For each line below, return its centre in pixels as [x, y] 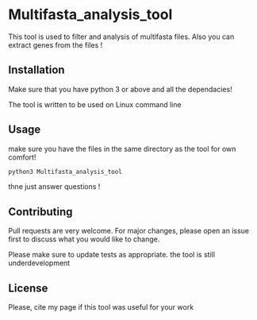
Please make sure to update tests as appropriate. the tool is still [112, 255]
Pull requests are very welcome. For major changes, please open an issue [129, 231]
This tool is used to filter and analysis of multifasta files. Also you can [121, 37]
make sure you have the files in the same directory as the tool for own [122, 148]
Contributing [40, 212]
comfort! [22, 157]
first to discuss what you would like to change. [84, 239]
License [28, 288]
